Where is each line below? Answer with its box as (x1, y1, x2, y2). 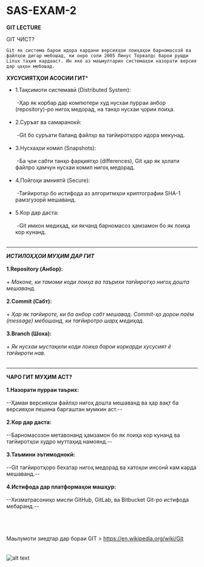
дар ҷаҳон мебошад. (6, 63, 55, 69)
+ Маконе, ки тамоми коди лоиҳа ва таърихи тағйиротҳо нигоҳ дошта (6, 278, 190, 285)
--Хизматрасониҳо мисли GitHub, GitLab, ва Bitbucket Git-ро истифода (6, 496, 189, 503)
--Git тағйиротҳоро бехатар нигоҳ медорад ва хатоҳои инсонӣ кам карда (6, 464, 197, 471)
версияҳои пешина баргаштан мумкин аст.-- (6, 405, 123, 412)
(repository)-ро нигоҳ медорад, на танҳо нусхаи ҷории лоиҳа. (15, 105, 175, 113)
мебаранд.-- (6, 503, 39, 510)
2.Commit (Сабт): (6, 297, 52, 305)
